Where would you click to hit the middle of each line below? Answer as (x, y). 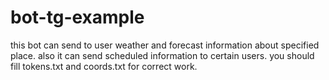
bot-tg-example (77, 17)
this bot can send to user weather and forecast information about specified (165, 45)
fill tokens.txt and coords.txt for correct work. (104, 66)
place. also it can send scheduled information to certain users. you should (162, 55)
